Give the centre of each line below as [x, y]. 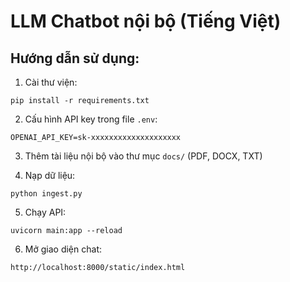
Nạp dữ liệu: [50, 175]
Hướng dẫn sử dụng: [75, 58]
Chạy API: [45, 212]
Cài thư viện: [51, 82]
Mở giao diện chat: [63, 249]
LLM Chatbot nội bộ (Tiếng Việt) [146, 21]
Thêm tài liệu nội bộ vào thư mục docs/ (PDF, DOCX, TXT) [143, 156]
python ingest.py [46, 194]
